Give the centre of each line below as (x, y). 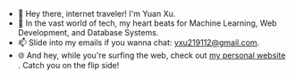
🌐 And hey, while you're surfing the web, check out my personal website (152, 55)
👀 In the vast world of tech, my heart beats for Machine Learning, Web (147, 23)
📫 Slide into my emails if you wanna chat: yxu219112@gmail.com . (139, 43)
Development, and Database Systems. (88, 32)
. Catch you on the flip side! (68, 65)
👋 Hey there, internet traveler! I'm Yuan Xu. (97, 14)
